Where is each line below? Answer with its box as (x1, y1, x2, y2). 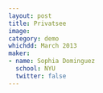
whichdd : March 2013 (8, 42, 78, 50)
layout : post (8, 11, 52, 20)
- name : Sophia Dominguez (8, 57, 95, 66)
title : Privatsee (8, 19, 67, 27)
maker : (8, 49, 31, 57)
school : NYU (15, 65, 56, 73)
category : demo (8, 34, 60, 43)
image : (8, 27, 31, 35)
